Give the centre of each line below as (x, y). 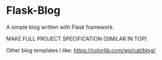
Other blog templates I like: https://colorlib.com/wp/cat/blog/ (81, 50)
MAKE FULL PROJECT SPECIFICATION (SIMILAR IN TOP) (77, 38)
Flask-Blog (33, 10)
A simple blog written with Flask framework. (60, 27)
